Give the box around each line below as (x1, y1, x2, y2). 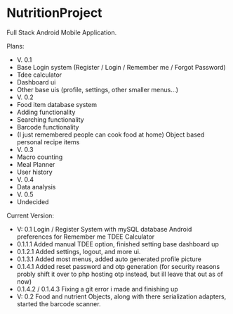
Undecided (16, 197, 49, 206)
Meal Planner (16, 160, 55, 168)
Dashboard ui (16, 77, 56, 86)
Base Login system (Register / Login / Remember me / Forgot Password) (16, 63, 226, 71)
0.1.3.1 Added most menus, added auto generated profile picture (16, 255, 201, 263)
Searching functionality (16, 115, 85, 124)
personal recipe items (16, 137, 80, 146)
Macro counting (16, 153, 63, 161)
